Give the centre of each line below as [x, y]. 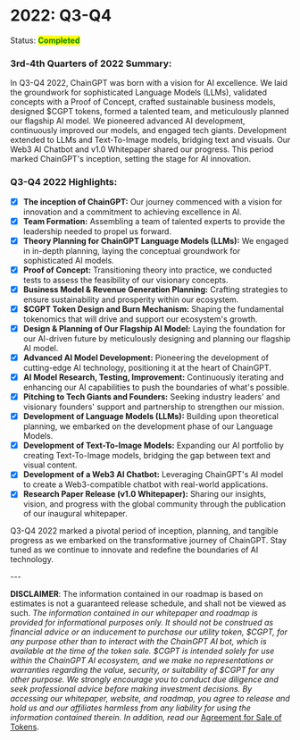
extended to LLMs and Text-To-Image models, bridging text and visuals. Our [150, 140]
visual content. [50, 465]
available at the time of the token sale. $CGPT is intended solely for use [142, 651]
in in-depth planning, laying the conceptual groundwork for [131, 250]
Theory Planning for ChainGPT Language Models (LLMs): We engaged [156, 240]
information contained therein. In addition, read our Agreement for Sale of [146, 718]
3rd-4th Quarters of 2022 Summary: [91, 63]
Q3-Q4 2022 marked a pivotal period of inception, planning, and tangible [145, 531]
